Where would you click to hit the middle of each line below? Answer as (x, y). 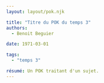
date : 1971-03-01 (27, 44)
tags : (13, 55)
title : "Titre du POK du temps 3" (49, 22)
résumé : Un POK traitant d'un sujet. (53, 71)
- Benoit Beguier (33, 33)
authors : (17, 28)
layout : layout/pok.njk (35, 12)
